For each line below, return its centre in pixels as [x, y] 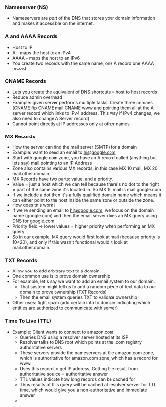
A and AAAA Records [31, 36]
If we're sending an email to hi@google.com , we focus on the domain [83, 210]
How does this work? [34, 205]
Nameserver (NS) [27, 7]
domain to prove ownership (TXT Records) [63, 292]
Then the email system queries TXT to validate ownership [79, 297]
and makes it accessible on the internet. [53, 23]
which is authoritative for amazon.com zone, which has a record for [88, 358]
